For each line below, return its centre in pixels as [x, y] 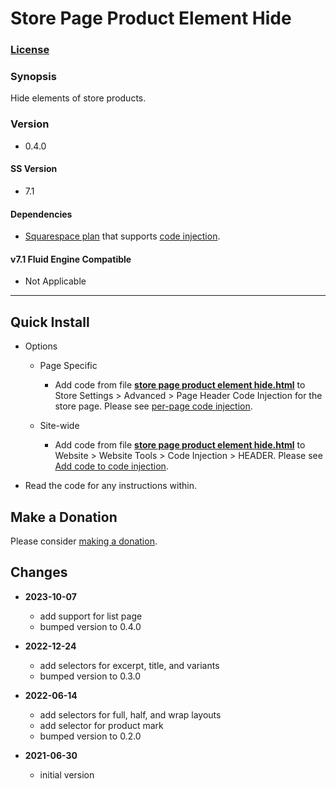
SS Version [34, 169]
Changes [39, 572]
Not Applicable [55, 281]
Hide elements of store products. [78, 98]
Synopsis [33, 77]
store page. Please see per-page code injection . [153, 406]
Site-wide [59, 426]
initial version [67, 774]
